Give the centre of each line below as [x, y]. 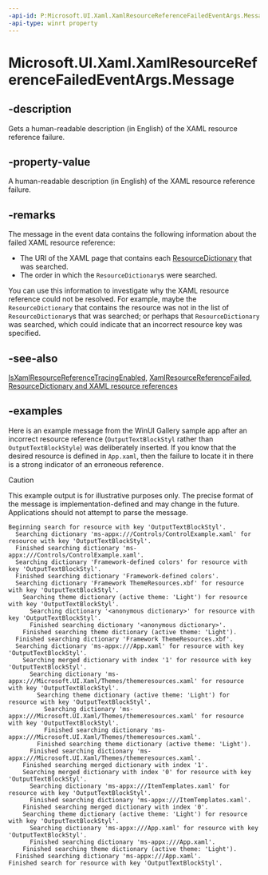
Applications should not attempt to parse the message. [99, 512]
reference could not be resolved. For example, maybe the [102, 299]
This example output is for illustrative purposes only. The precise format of [131, 495]
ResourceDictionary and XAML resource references [93, 386]
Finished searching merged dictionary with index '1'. [116, 765]
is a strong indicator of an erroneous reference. [86, 464]
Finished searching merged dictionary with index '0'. [116, 807]
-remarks [32, 215]
